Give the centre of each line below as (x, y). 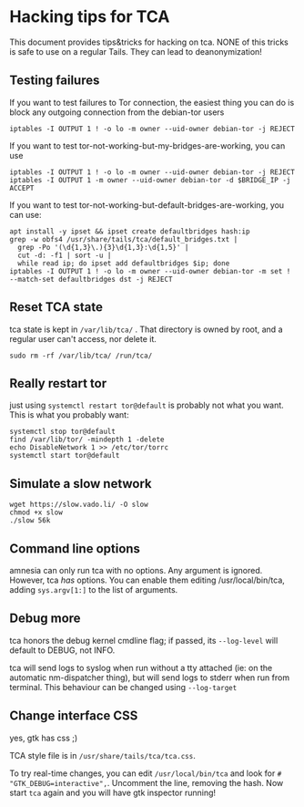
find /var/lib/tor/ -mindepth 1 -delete (87, 440)
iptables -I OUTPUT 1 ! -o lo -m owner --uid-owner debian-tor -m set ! (150, 271)
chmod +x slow (36, 512)
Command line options (75, 548)
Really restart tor (58, 383)
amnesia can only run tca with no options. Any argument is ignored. (136, 570)
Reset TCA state (56, 307)
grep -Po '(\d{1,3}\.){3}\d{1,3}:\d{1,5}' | (103, 247)
